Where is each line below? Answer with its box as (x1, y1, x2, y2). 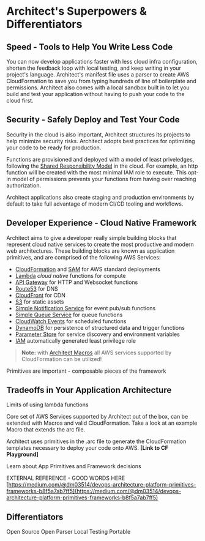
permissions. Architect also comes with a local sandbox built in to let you (6, 84, 190, 91)
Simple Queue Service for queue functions (15, 311, 123, 318)
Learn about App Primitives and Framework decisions (6, 463, 142, 470)
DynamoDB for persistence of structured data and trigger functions (15, 324, 185, 331)
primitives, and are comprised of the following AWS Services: (6, 253, 161, 261)
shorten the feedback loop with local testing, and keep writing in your (6, 64, 182, 72)
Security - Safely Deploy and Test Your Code (6, 114, 180, 125)
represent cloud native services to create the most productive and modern (6, 241, 194, 248)
